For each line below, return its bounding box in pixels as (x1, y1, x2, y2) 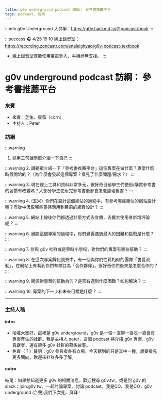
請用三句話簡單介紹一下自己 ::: (12, 155, 73, 161)
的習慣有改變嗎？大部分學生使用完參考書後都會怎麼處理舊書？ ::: (5, 188, 133, 194)
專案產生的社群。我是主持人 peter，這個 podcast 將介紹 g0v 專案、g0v (12, 336, 154, 342)
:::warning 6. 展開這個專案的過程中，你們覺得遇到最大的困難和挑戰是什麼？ (5, 231, 154, 237)
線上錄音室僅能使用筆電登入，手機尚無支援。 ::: (12, 53, 107, 59)
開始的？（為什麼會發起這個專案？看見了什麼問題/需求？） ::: (13, 171, 135, 177)
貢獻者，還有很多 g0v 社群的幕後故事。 (12, 342, 91, 348)
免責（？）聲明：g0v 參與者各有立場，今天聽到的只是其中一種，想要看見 (12, 348, 158, 354)
